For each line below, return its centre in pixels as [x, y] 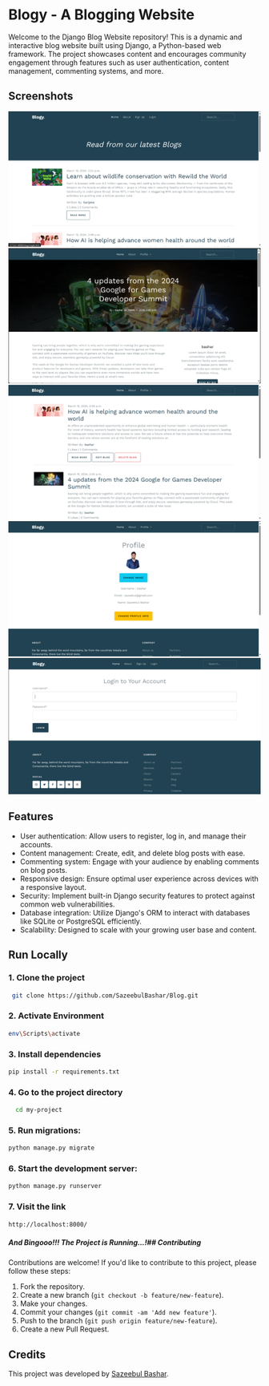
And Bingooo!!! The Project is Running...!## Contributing [105, 1243]
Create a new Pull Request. [64, 1329]
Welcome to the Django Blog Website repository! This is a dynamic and [125, 37]
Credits [27, 1354]
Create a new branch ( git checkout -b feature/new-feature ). [122, 1295]
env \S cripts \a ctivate [44, 1033]
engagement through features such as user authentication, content [119, 63]
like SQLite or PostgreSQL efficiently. [81, 921]
